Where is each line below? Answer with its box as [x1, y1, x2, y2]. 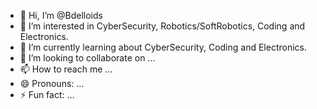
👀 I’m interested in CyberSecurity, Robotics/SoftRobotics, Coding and [19, 20, 306, 32]
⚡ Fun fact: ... [19, 89, 75, 100]
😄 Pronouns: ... [19, 78, 85, 89]
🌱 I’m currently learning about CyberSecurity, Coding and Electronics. [19, 41, 307, 53]
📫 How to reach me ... [19, 63, 113, 75]
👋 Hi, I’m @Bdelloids [19, 10, 103, 21]
